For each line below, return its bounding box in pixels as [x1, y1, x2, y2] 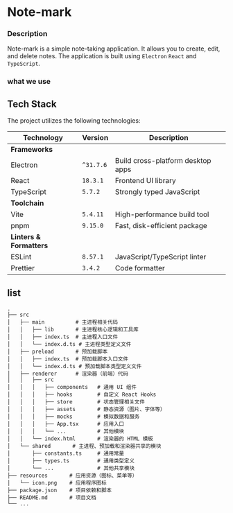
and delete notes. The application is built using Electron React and [7, 52, 197, 60]
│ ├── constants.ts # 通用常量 [7, 450, 125, 458]
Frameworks [10, 145, 53, 155]
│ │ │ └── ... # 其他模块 [7, 428, 125, 435]
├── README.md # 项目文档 [7, 494, 97, 501]
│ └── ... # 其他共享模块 [7, 465, 135, 472]
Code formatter [114, 263, 165, 273]
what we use [7, 77, 51, 87]
